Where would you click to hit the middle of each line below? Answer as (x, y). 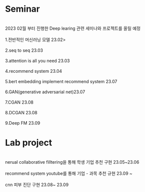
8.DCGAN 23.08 (21, 112)
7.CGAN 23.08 (19, 102)
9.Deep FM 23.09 (23, 123)
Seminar (23, 9)
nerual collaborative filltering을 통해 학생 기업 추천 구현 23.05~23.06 (72, 162)
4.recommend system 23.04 (34, 71)
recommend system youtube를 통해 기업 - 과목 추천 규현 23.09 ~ (69, 173)
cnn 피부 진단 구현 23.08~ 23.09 (37, 185)
